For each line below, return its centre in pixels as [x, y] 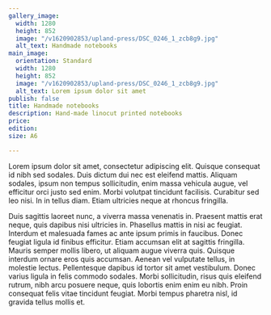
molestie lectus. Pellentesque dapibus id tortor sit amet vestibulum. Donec [132, 267]
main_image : [28, 53]
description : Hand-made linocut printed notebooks [95, 114]
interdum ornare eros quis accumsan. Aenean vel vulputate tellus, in [122, 258]
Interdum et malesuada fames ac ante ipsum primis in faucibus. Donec [126, 233]
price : [19, 121]
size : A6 [23, 136]
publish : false [34, 99]
